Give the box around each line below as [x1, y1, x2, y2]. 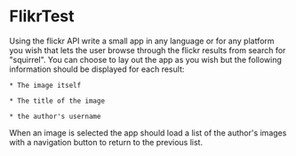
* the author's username [9, 112, 101, 121]
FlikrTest [9, 6, 75, 27]
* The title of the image [9, 96, 105, 105]
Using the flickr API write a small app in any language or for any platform [9, 35, 275, 46]
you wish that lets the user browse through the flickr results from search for [9, 44, 286, 55]
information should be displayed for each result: [9, 64, 185, 74]
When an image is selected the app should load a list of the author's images [9, 127, 287, 138]
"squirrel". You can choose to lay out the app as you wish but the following [9, 54, 283, 65]
